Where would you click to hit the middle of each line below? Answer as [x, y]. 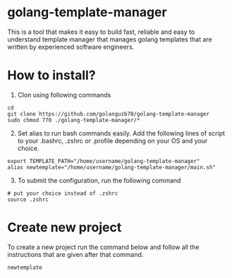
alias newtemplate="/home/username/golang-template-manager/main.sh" [112, 167]
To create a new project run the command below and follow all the [103, 247]
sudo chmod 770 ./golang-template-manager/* [74, 120]
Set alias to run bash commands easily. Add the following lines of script [121, 133]
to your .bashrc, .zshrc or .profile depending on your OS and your [112, 140]
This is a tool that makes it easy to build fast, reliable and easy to [101, 32]
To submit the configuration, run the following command [99, 180]
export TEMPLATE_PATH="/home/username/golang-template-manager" [104, 161]
